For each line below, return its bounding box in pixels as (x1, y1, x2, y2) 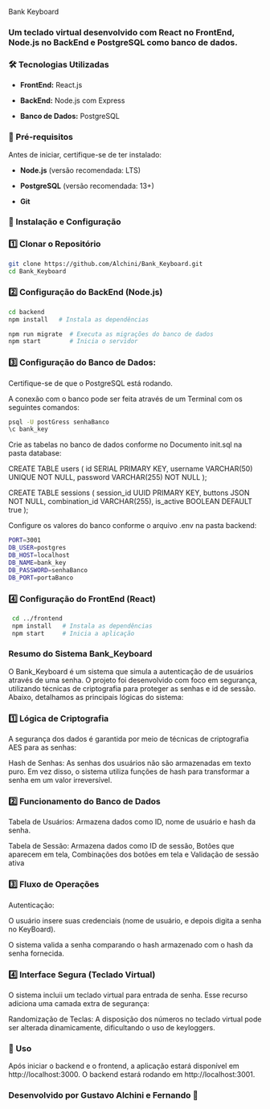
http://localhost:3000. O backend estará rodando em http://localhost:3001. (8, 1070, 256, 1079)
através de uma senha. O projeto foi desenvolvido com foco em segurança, (8, 675, 258, 685)
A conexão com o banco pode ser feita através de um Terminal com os (8, 394, 243, 403)
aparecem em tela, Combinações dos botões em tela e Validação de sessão (8, 849, 260, 859)
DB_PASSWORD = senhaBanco (8, 566, 88, 574)
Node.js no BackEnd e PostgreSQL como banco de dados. (8, 36, 239, 47)
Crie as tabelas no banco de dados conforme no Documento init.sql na (8, 440, 243, 449)
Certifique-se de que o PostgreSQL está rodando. (8, 378, 173, 388)
